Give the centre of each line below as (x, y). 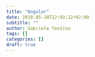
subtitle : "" (22, 23)
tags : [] (17, 34)
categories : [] (25, 39)
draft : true (21, 45)
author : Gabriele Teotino (38, 28)
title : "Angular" (28, 12)
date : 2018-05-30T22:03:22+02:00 (48, 17)
